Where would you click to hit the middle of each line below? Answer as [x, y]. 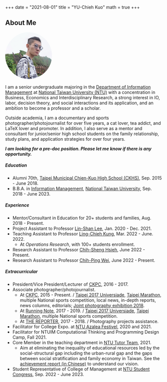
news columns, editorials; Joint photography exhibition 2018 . [82, 305]
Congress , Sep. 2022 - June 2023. [48, 374]
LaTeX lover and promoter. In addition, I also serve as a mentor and [74, 128]
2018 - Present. [28, 223]
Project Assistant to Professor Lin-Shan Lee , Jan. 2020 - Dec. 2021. [82, 228]
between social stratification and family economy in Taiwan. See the [90, 358]
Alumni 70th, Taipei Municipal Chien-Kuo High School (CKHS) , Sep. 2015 [87, 178]
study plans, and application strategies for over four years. [65, 139]
